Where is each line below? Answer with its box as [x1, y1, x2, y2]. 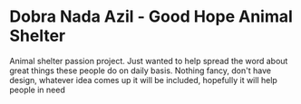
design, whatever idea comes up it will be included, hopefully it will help [9, 74, 278, 85]
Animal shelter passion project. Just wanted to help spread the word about [9, 55, 288, 66]
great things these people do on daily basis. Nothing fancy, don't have [9, 65, 272, 76]
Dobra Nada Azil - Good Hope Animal [9, 6, 293, 27]
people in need [9, 84, 65, 95]
